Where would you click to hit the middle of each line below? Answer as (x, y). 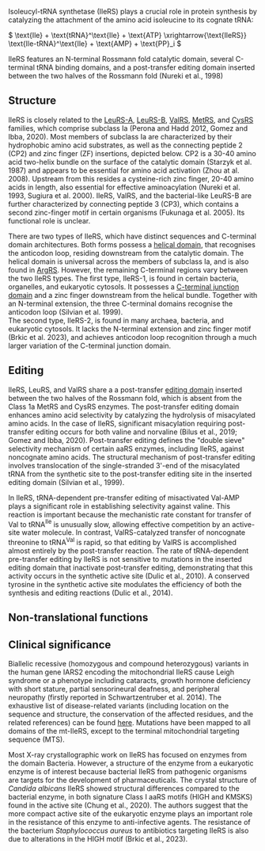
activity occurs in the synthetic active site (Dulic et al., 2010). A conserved (129, 576)
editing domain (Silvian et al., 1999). (66, 482)
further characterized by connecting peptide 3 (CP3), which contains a (123, 204)
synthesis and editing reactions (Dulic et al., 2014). (91, 593)
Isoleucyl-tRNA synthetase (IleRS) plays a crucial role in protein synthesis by (132, 11)
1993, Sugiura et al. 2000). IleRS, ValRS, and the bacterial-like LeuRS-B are (130, 195)
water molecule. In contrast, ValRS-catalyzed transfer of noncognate (134, 532)
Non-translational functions (78, 618)
